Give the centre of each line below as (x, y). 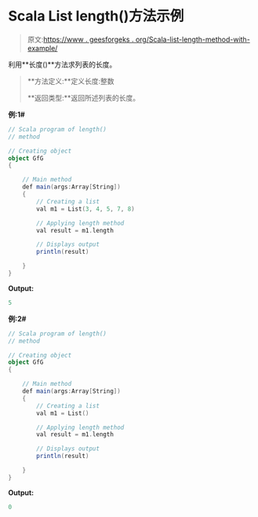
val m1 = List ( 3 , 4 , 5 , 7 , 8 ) (85, 209)
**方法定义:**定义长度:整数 (71, 81)
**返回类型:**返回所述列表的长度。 (83, 97)
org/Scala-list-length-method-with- (193, 39)
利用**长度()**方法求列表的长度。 (62, 64)
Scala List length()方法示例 (96, 16)
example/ (42, 48)
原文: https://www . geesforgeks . (80, 39)
